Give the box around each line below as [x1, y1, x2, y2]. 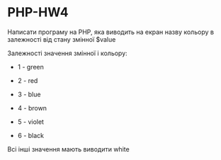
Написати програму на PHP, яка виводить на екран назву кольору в [7, 28, 215, 36]
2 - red [17, 76, 38, 85]
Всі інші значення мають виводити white [7, 144, 130, 153]
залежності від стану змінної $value [7, 35, 116, 43]
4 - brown [17, 103, 47, 112]
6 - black [17, 131, 45, 139]
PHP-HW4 [7, 4, 69, 21]
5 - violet [17, 118, 45, 126]
